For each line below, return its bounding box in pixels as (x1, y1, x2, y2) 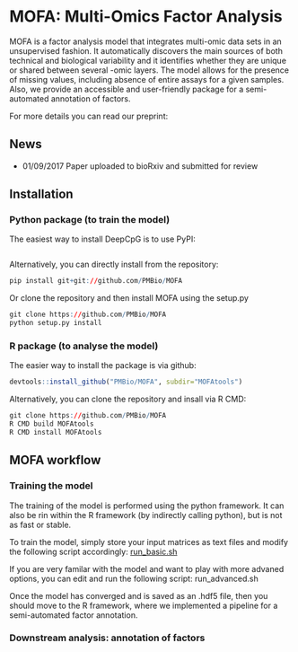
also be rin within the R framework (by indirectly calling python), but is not (9, 509, 283, 520)
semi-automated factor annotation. (9, 609, 138, 621)
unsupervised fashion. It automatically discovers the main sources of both (9, 45, 283, 56)
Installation (9, 187, 74, 202)
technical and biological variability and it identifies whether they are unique (9, 55, 287, 66)
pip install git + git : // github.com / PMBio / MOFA (9, 277, 182, 286)
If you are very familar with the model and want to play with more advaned (9, 563, 285, 574)
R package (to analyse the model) (9, 339, 159, 352)
